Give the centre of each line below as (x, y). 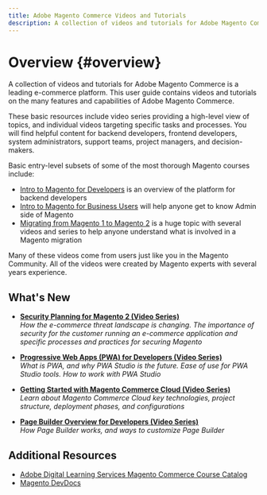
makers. (21, 150)
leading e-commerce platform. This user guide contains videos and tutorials (132, 93)
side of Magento (46, 215)
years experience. (38, 273)
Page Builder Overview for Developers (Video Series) (109, 422)
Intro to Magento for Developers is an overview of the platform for (128, 189)
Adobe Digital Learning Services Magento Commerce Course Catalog (133, 474)
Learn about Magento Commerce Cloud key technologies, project (128, 398)
